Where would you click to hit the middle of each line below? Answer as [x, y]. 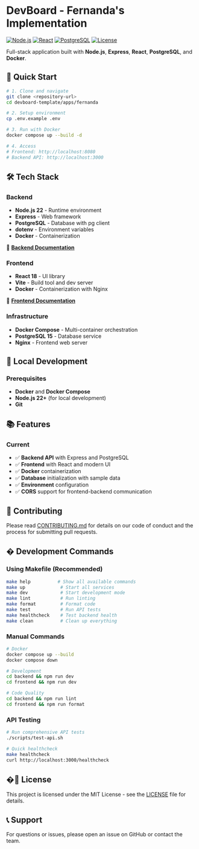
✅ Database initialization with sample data [68, 478]
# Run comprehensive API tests [46, 733]
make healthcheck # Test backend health [62, 615]
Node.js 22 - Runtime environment [58, 210]
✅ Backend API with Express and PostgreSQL [72, 458]
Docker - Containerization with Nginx [62, 289]
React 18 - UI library [40, 276]
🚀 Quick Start [32, 77]
